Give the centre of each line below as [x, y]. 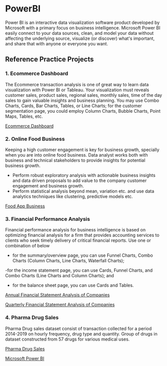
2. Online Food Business [35, 139]
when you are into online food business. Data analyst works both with [77, 155]
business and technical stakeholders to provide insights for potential [75, 160]
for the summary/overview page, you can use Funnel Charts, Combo [83, 255]
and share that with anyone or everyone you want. [57, 43]
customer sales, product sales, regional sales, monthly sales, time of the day [84, 95]
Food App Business [25, 206]
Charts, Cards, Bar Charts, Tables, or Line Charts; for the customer [74, 106]
